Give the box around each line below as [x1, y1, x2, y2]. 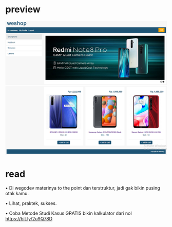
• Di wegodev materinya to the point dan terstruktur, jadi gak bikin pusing [5, 185, 160, 191]
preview [5, 4, 41, 15]
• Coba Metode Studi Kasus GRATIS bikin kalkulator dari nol [5, 210, 132, 216]
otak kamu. [5, 191, 29, 197]
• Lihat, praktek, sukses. [5, 200, 57, 207]
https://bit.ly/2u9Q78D [5, 216, 53, 222]
